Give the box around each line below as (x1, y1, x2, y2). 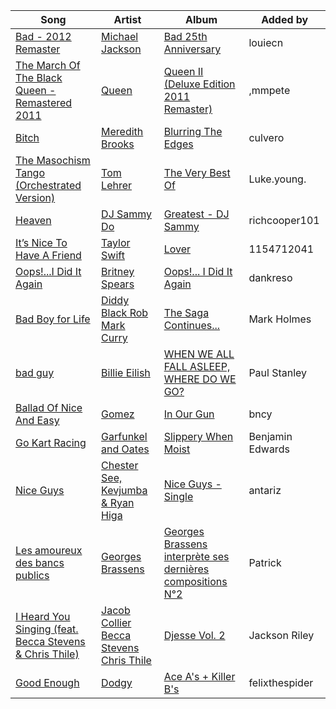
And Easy (15, 414, 60, 427)
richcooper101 (248, 214, 320, 227)
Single (163, 490, 194, 503)
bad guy (15, 366, 55, 379)
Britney (101, 265, 135, 278)
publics (15, 569, 50, 582)
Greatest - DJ (163, 207, 230, 221)
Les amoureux (15, 544, 83, 557)
